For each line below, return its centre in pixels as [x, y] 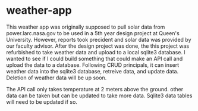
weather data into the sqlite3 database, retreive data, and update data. [92, 71]
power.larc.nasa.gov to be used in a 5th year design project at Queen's [93, 33]
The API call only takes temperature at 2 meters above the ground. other [95, 89]
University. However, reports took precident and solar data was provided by [99, 39]
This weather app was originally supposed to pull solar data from [86, 27]
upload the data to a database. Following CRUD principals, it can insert [93, 65]
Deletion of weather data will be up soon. [56, 78]
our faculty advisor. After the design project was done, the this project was [98, 46]
